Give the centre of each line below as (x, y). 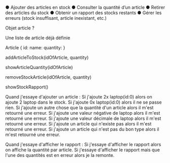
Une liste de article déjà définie (38, 38)
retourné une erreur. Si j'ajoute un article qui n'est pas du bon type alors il (82, 129)
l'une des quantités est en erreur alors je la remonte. (60, 155)
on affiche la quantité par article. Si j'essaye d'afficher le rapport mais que (82, 150)
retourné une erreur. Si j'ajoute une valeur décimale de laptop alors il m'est (83, 118)
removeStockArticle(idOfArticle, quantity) (48, 77)
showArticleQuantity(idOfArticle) (39, 67)
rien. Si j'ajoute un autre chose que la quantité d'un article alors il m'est (79, 108)
